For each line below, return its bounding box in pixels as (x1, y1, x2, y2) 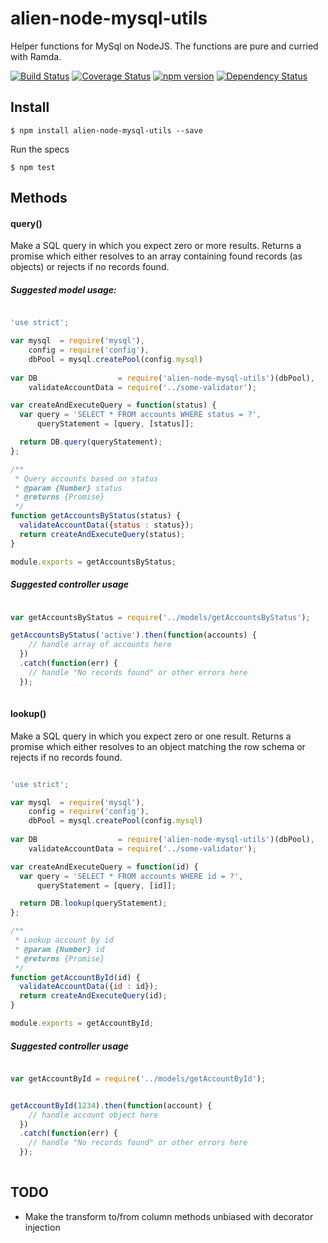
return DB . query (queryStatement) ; (19, 437, 163, 447)
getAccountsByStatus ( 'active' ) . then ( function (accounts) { (10, 630, 257, 641)
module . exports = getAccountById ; (10, 1018, 155, 1029)
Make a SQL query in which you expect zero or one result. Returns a (10, 730, 292, 742)
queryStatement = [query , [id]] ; (36, 880, 177, 891)
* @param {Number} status (14, 483, 123, 493)
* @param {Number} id (14, 944, 105, 954)
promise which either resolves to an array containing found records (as (10, 250, 303, 262)
